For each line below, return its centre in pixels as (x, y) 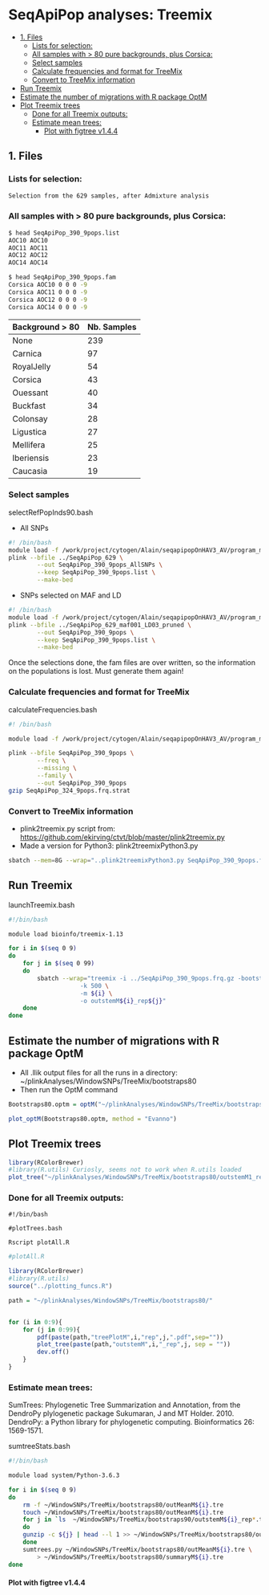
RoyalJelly (32, 366)
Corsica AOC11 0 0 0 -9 (48, 292)
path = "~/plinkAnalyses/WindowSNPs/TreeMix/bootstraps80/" (111, 1300)
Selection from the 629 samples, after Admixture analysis (109, 196)
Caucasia (30, 471)
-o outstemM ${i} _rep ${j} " (123, 1001)
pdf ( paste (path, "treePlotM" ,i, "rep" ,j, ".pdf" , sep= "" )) (130, 1337)
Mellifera (29, 445)
